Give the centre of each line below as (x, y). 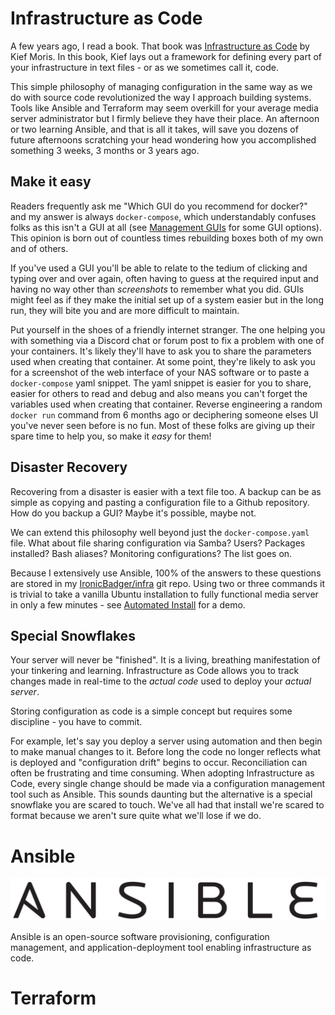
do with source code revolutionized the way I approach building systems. (161, 97)
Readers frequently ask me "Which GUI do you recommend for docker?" (159, 206)
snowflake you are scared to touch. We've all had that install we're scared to (167, 805)
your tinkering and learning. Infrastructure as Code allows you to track (155, 671)
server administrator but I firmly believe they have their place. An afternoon (165, 118)
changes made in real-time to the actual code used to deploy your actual (161, 681)
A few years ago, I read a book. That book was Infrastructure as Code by (160, 46)
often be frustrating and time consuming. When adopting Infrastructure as (162, 773)
